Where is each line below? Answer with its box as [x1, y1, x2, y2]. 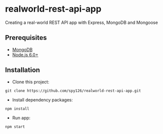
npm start [5, 124, 25, 129]
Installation [5, 66, 40, 74]
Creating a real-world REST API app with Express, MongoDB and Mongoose [5, 19, 158, 25]
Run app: [12, 115, 31, 120]
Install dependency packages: [12, 96, 73, 103]
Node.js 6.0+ [12, 52, 39, 57]
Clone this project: [12, 79, 49, 85]
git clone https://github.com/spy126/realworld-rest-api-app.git [5, 88, 141, 93]
